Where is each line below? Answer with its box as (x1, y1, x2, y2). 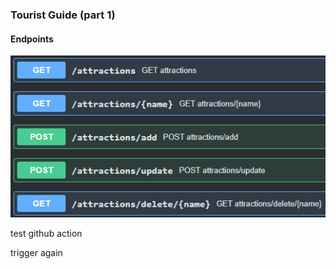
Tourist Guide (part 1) (10, 8, 116, 22)
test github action (10, 227, 83, 239)
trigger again (10, 246, 63, 258)
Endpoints (10, 33, 54, 45)
